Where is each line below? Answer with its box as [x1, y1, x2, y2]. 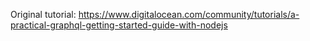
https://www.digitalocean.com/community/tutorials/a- [78, 9, 300, 20]
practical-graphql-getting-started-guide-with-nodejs [10, 19, 228, 31]
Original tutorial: [10, 9, 77, 20]
